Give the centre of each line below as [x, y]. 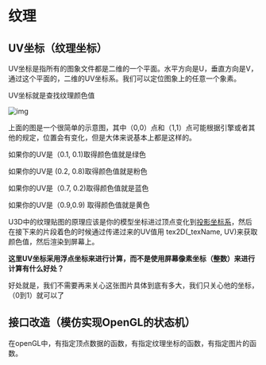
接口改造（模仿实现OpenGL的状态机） [102, 323]
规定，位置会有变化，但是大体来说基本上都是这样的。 [109, 137]
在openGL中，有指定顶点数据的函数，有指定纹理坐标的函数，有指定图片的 [129, 343]
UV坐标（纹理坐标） [58, 48]
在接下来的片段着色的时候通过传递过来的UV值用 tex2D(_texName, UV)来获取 [133, 232]
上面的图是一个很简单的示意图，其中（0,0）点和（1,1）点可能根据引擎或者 [128, 127]
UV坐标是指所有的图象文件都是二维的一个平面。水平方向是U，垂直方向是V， [133, 69]
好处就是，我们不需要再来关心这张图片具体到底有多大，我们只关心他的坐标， [133, 285]
